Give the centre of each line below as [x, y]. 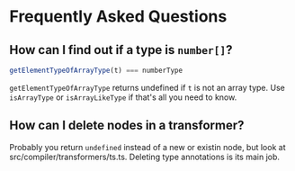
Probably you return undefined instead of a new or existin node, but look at [147, 147]
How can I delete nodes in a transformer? [127, 126]
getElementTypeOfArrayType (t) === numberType [96, 70]
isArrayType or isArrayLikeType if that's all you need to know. [123, 97]
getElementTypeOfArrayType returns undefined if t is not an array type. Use [147, 87]
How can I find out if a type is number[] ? [121, 50]
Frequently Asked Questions [118, 17]
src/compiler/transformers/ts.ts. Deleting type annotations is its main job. [145, 157]
